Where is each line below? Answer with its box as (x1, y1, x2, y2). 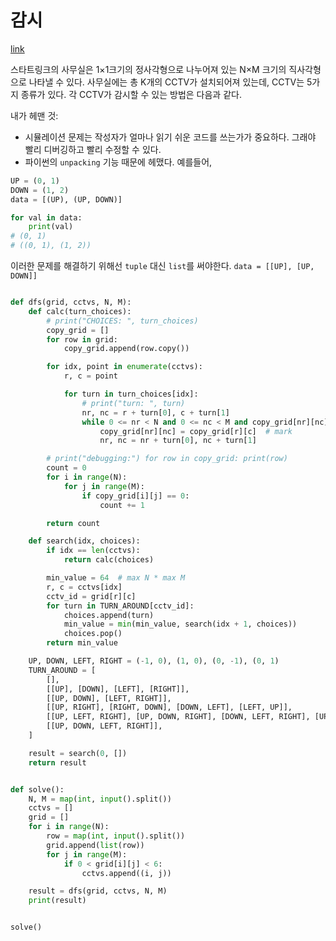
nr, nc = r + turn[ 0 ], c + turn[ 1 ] (81, 407, 230, 418)
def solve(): (10, 784, 65, 795)
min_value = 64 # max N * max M (46, 573, 186, 583)
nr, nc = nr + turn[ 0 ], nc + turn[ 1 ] (99, 436, 257, 446)
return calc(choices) (63, 555, 155, 565)
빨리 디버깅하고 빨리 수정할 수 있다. (24, 143, 162, 155)
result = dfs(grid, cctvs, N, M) (28, 886, 168, 896)
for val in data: (10, 212, 83, 223)
